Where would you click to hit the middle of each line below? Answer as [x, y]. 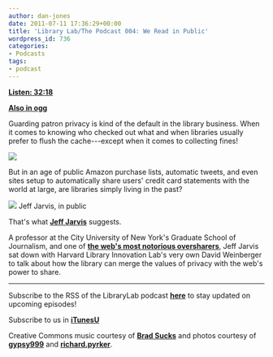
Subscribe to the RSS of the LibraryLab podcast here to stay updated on [130, 295]
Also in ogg [28, 107]
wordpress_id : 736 [39, 39]
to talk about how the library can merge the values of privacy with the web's [136, 263]
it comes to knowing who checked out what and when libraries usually [126, 132]
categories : [28, 46]
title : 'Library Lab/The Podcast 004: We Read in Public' [108, 31]
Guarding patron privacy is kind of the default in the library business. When [134, 124]
